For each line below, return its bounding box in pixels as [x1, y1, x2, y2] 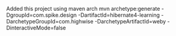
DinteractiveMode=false [6, 24, 66, 31]
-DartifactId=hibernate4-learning [78, 11, 160, 19]
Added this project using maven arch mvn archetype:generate [6, 5, 160, 12]
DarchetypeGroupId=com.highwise [6, 18, 93, 25]
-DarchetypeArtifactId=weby [94, 18, 166, 25]
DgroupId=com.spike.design [6, 11, 77, 19]
